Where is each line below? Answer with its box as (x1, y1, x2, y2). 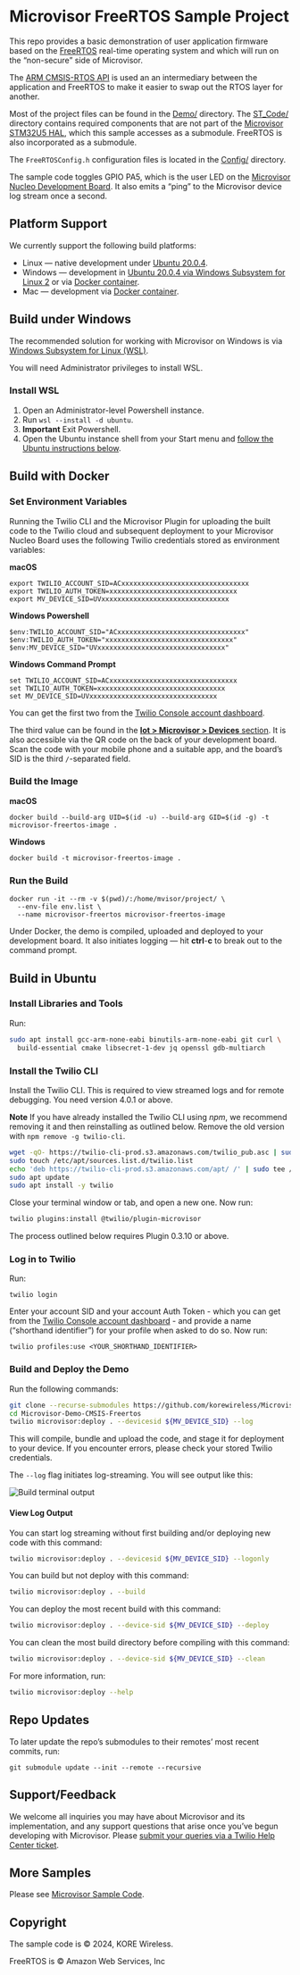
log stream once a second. (9, 190, 108, 201)
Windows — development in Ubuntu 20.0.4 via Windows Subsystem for (21, 266, 286, 278)
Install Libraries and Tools (9, 998, 123, 1010)
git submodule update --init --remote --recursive (9, 1762, 202, 1772)
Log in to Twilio (9, 1253, 76, 1266)
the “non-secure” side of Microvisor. (9, 54, 143, 65)
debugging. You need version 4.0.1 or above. (9, 1094, 173, 1105)
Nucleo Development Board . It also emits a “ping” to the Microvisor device (9, 180, 283, 191)
